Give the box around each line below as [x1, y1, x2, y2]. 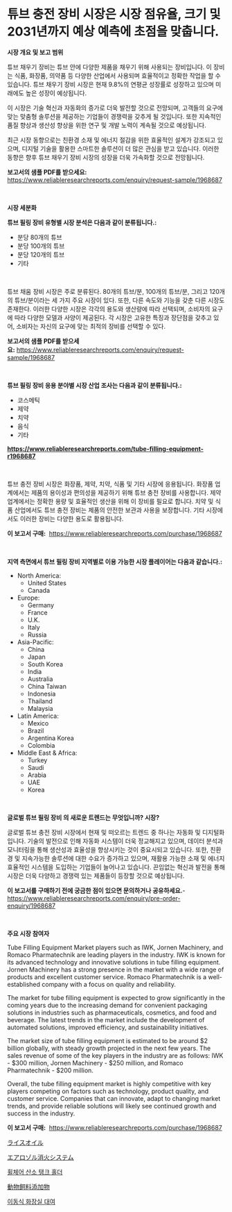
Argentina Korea [27, 734, 74, 742]
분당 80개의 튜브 [17, 233, 62, 241]
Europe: [17, 593, 40, 602]
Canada [27, 586, 51, 594]
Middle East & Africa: [17, 748, 78, 757]
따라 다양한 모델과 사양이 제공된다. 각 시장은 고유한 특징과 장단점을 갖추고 [14, 313, 213, 322]
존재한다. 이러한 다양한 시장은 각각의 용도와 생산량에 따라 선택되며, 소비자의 [7, 304, 211, 313]
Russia [27, 630, 47, 639]
